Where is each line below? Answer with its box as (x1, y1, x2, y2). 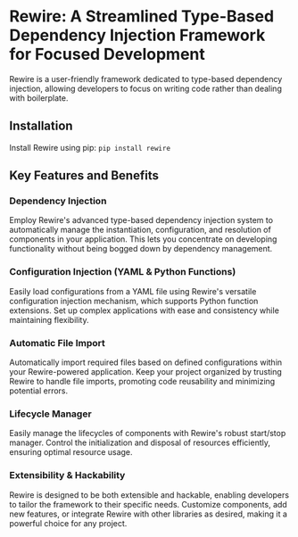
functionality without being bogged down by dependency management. (9, 244, 273, 254)
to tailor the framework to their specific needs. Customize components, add (9, 499, 287, 509)
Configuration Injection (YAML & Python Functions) (9, 266, 236, 278)
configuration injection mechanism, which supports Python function (9, 295, 259, 306)
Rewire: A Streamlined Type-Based (9, 6, 275, 27)
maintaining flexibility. (9, 314, 89, 325)
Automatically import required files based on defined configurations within (9, 357, 283, 368)
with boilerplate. (9, 92, 69, 103)
